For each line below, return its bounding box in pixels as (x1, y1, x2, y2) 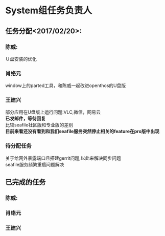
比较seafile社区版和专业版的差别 (5, 122, 73, 128)
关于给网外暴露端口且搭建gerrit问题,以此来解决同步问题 (5, 155, 121, 161)
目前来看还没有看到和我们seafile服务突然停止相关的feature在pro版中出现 (5, 128, 160, 135)
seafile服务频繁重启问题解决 (5, 161, 64, 167)
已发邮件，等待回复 (5, 116, 46, 122)
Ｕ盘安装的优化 (5, 56, 37, 62)
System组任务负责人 (5, 5, 92, 16)
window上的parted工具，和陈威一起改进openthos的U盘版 (5, 82, 126, 89)
